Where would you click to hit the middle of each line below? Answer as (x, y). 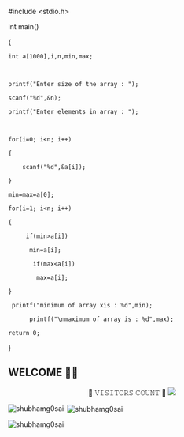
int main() (24, 26)
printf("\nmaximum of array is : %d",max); (101, 319)
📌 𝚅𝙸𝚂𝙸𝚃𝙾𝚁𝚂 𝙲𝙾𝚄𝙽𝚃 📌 (127, 392)
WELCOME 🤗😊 (43, 373)
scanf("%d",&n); (35, 98)
